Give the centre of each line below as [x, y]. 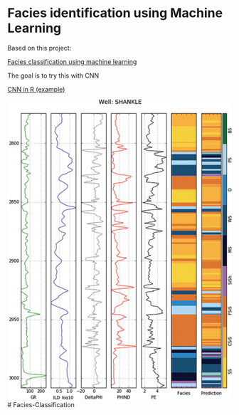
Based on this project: [39, 48]
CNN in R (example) [36, 89]
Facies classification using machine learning [72, 61]
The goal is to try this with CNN [53, 75]
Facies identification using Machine [115, 13]
